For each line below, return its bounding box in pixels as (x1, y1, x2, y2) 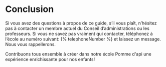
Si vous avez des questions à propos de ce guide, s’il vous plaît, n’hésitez (5, 20, 157, 26)
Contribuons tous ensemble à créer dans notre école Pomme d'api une (5, 51, 151, 57)
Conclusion (5, 3, 54, 15)
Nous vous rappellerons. (5, 41, 56, 47)
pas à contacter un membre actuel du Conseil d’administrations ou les (5, 25, 149, 31)
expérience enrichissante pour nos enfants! (5, 56, 95, 62)
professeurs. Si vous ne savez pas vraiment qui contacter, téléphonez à (5, 30, 153, 36)
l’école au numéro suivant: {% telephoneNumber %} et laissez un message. (5, 36, 161, 42)
